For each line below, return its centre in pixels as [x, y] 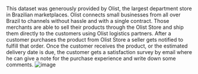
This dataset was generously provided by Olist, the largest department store [99, 9]
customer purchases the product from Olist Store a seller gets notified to [95, 40]
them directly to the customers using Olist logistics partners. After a [89, 33]
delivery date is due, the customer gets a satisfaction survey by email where [99, 52]
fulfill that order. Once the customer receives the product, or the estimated [97, 46]
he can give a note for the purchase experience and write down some [91, 58]
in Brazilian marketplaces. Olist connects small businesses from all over [93, 15]
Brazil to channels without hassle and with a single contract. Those [88, 21]
